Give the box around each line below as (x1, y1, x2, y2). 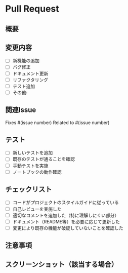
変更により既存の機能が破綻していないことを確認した (12, 225, 124, 231)
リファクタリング (12, 76, 49, 83)
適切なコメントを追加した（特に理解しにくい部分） (12, 212, 119, 218)
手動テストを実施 (12, 163, 49, 169)
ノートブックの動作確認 (12, 169, 62, 175)
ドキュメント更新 (12, 70, 49, 76)
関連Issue (5, 106, 36, 114)
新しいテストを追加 (12, 150, 53, 156)
